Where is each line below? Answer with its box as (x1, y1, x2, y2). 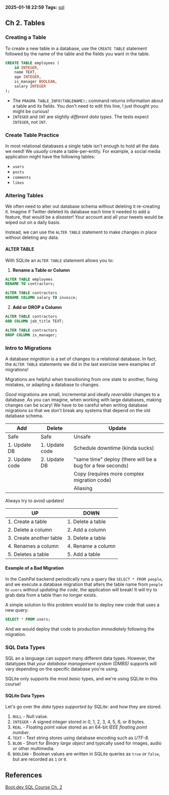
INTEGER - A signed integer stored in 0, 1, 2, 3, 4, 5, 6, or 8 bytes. (12, 719, 145, 725)
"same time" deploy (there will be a (73, 455, 157, 462)
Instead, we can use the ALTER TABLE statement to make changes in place (5, 229, 157, 235)
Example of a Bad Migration (5, 565, 64, 571)
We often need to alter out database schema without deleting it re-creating (5, 203, 160, 209)
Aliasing (73, 485, 93, 492)
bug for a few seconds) (73, 462, 129, 469)
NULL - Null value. (12, 713, 48, 720)
